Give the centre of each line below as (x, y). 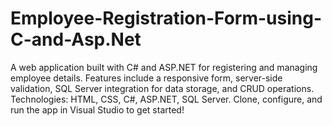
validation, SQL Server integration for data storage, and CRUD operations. (162, 88)
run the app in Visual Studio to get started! (97, 109)
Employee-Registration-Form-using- (166, 18)
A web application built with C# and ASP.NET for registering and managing (164, 67)
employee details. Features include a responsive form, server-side (146, 78)
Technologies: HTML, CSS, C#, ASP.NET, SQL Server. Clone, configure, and (166, 99)
